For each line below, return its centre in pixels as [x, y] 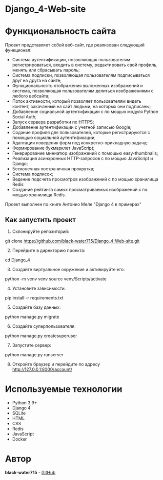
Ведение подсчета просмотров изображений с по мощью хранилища [85, 179]
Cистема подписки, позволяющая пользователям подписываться [81, 75]
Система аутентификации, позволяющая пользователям [71, 60]
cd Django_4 [18, 260]
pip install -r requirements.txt [34, 297]
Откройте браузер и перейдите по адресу [56, 364]
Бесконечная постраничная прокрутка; [53, 169]
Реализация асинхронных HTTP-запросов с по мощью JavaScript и [82, 159]
